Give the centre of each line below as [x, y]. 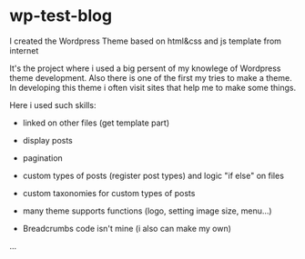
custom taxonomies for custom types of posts [109, 193]
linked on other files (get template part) [96, 123]
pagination [43, 158]
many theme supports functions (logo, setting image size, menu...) [147, 211]
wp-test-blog [61, 16]
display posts [47, 140]
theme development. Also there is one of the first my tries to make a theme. [151, 77]
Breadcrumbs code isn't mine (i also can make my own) [127, 228]
